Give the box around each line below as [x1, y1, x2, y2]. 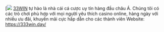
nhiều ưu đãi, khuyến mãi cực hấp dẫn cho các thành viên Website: [5, 16, 145, 22]
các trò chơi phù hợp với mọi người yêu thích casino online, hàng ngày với [5, 10, 158, 16]
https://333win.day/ [5, 21, 46, 27]
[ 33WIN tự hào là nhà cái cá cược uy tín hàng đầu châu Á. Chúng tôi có [5, 5, 159, 11]
